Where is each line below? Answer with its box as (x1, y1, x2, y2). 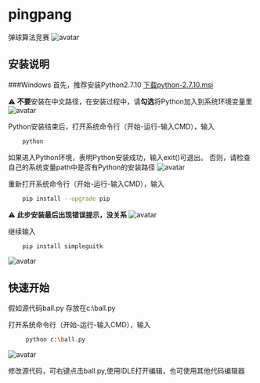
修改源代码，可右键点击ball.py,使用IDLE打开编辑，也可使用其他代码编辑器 (8, 367, 245, 376)
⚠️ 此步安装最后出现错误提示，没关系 (8, 210, 128, 219)
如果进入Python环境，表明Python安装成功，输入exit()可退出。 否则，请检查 (8, 152, 251, 162)
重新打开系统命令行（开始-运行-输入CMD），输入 (8, 179, 164, 188)
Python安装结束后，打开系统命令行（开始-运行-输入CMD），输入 (8, 122, 215, 131)
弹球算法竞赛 (8, 32, 49, 42)
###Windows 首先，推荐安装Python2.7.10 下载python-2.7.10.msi (8, 80, 214, 89)
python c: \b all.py (25, 336, 86, 344)
